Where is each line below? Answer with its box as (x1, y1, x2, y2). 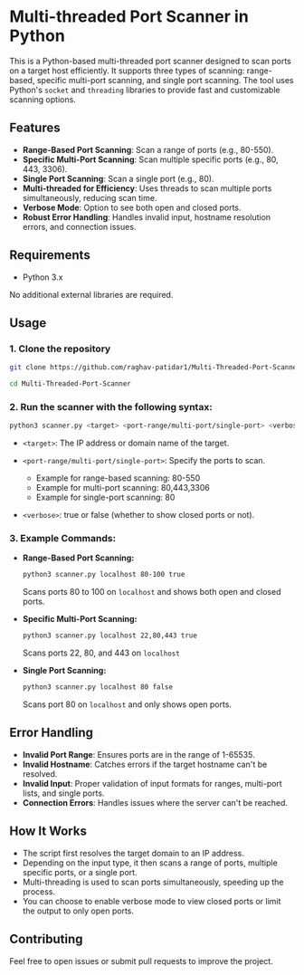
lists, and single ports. (22, 788, 105, 798)
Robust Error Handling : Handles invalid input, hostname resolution (22, 211, 271, 223)
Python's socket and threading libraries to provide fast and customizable (9, 84, 280, 95)
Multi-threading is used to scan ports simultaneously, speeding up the (22, 876, 284, 887)
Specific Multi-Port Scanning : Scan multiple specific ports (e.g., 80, (22, 154, 279, 165)
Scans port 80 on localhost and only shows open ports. (22, 699, 233, 710)
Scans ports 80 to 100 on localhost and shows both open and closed (22, 587, 281, 597)
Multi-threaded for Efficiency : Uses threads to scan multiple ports (22, 183, 272, 194)
